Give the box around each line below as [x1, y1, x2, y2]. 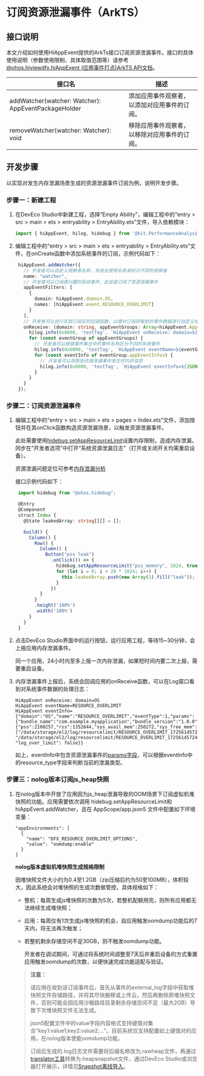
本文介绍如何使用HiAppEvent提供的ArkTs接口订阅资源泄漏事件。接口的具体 [6, 49, 194, 56]
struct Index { [18, 512, 56, 519]
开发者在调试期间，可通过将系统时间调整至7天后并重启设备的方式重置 [24, 950, 198, 958]
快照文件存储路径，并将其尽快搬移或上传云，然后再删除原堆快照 [30, 991, 190, 998]
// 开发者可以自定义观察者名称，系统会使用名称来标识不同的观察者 [23, 268, 168, 274]
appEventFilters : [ [23, 285, 73, 291]
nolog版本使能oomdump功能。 [46, 1034, 123, 1041]
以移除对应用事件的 [128, 130, 184, 138]
